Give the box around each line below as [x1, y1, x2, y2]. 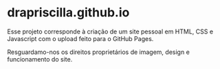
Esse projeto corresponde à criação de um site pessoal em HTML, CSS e [7, 27, 214, 36]
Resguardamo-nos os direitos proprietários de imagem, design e [7, 48, 190, 56]
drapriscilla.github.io [7, 5, 130, 20]
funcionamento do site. [7, 55, 73, 63]
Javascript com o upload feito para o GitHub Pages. [7, 34, 154, 42]
